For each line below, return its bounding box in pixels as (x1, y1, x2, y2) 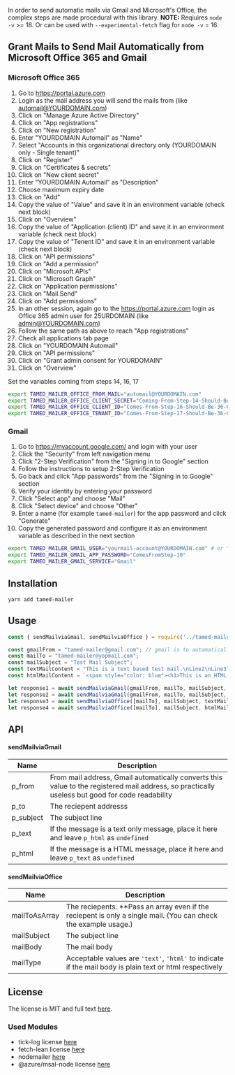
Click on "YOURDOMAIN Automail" (17, 341, 119, 349)
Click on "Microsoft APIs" (17, 267, 91, 275)
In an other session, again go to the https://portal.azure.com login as (17, 304, 215, 312)
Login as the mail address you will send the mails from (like (17, 96, 188, 104)
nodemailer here (17, 1053, 66, 1061)
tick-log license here (17, 1038, 77, 1046)
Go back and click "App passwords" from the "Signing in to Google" (17, 472, 213, 481)
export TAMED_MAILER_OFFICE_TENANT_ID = (8, 410, 124, 417)
